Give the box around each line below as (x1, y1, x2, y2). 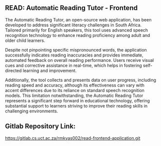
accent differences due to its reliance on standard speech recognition (5, 87, 145, 93)
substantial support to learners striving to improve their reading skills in (5, 103, 148, 109)
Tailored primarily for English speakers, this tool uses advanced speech (5, 27, 148, 33)
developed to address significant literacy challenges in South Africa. (5, 22, 142, 28)
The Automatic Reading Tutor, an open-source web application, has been (5, 17, 152, 22)
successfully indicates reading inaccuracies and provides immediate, (5, 52, 143, 58)
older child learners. (5, 37, 45, 43)
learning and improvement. (22, 68, 77, 73)
